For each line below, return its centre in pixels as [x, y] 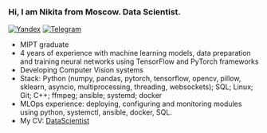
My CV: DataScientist [55, 121]
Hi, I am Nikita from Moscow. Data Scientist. [95, 12]
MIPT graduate [44, 45]
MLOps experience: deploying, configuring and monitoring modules [131, 104]
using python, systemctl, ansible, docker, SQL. [96, 112]
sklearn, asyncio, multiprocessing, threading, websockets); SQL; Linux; [136, 87]
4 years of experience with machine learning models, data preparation [135, 53]
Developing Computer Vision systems [81, 70]
